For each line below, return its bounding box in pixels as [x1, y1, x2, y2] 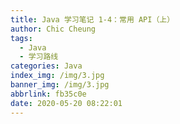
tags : [10, 33, 33, 43]
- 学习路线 [19, 52, 59, 62]
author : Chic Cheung [10, 24, 97, 34]
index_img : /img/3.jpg [10, 71, 105, 81]
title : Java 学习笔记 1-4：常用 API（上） [10, 14, 175, 25]
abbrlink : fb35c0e [10, 89, 87, 99]
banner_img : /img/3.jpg [10, 80, 110, 90]
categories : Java [10, 61, 83, 71]
